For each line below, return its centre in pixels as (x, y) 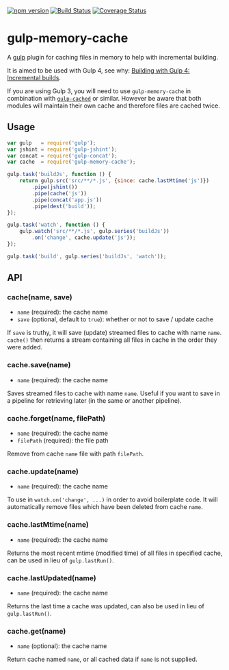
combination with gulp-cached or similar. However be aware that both (104, 98)
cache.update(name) (43, 471)
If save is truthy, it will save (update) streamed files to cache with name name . (114, 333)
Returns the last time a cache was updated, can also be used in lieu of (106, 606)
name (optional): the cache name (62, 646)
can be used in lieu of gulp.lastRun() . (60, 560)
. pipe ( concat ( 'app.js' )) (67, 200)
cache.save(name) (39, 365)
